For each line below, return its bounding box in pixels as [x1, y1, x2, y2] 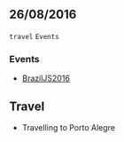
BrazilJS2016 [21, 73, 71, 83]
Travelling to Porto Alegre [21, 122, 115, 132]
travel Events [9, 32, 59, 41]
